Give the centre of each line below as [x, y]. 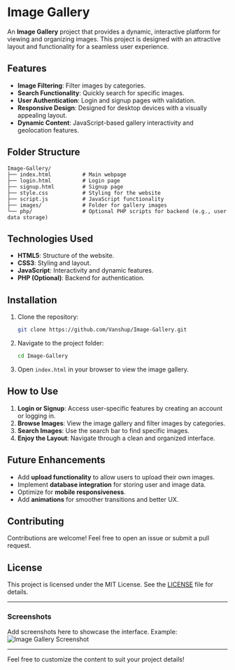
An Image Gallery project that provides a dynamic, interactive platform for [114, 32]
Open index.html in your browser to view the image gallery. [103, 369]
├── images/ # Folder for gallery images [87, 205]
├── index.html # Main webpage [67, 175]
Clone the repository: [48, 317]
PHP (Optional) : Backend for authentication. [81, 278]
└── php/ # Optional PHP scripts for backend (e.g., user [117, 211]
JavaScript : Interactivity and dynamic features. [85, 271]
